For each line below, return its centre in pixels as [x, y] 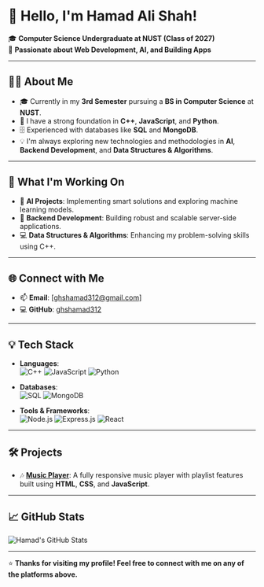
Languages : [39, 364]
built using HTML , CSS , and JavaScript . [84, 484]
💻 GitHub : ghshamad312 [60, 309]
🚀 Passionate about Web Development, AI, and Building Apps [110, 50]
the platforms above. [43, 574]
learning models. [47, 209]
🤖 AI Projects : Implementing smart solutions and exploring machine [128, 201]
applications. [40, 226]
